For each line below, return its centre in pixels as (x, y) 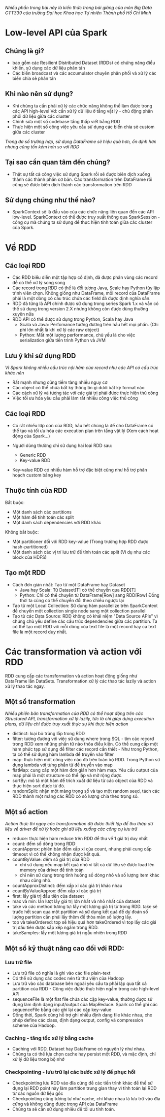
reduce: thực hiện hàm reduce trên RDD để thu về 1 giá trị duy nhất (80, 839)
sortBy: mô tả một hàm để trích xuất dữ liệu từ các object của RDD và (82, 780)
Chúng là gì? (25, 51)
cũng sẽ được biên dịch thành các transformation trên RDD (72, 184)
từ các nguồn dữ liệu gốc (37, 1093)
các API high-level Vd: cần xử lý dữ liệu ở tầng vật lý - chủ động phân (82, 111)
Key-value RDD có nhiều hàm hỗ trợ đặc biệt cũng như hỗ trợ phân (80, 470)
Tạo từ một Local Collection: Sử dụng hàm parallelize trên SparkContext (85, 606)
